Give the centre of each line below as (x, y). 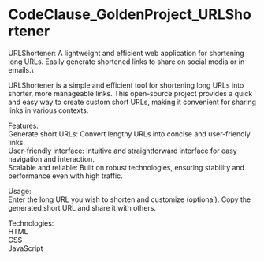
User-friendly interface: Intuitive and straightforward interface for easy (123, 151)
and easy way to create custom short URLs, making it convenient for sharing (132, 102)
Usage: (20, 191)
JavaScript (26, 248)
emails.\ (21, 69)
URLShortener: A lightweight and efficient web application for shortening (126, 53)
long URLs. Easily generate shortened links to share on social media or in (126, 62)
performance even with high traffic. (66, 176)
